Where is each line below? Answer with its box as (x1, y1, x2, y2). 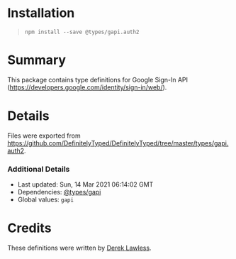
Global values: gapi (17, 195, 74, 204)
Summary (7, 52, 66, 68)
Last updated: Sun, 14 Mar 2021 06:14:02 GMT (17, 180, 154, 189)
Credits (7, 220, 52, 236)
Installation (7, 5, 75, 21)
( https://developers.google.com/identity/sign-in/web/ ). (7, 83, 167, 92)
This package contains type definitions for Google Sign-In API (7, 75, 189, 84)
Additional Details (7, 164, 70, 174)
